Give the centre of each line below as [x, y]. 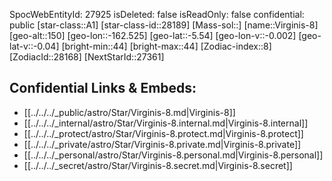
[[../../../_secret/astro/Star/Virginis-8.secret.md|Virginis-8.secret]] [158, 165]
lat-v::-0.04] [34, 46]
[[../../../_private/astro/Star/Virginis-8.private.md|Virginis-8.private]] [162, 144]
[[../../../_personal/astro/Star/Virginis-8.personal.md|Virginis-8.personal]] [173, 155]
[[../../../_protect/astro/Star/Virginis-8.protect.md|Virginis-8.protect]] [163, 133]
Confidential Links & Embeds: [103, 88]
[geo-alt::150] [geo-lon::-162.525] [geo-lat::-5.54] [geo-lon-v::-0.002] [153, 35]
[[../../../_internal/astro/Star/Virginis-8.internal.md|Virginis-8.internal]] [166, 123]
